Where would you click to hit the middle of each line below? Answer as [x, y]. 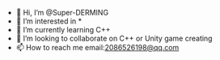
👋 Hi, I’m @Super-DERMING [62, 13]
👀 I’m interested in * [49, 21]
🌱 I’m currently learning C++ [63, 30]
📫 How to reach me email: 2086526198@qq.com [97, 47]
